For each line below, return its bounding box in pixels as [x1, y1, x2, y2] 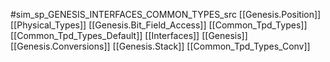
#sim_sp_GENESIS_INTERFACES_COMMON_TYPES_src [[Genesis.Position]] [10, 9, 322, 20]
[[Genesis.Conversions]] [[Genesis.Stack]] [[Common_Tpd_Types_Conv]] [10, 40, 311, 52]
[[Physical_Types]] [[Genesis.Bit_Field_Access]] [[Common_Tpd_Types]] [10, 19, 308, 31]
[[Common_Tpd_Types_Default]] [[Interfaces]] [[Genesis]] [10, 30, 248, 41]
